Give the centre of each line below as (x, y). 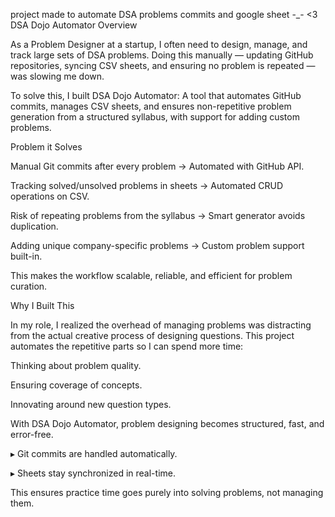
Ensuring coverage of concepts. (76, 385)
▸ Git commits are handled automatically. (94, 453)
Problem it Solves (46, 147)
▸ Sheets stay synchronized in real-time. (93, 473)
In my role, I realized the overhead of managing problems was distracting (161, 325)
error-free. (32, 434)
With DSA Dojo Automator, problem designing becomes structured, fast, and (167, 423)
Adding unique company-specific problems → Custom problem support (157, 245)
